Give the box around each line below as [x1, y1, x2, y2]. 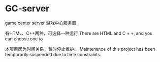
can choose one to [5, 35, 43, 42]
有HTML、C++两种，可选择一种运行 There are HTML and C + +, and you [5, 30, 153, 36]
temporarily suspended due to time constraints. [5, 51, 101, 57]
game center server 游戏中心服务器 [5, 20, 77, 26]
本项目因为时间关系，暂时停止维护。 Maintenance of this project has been [5, 46, 156, 52]
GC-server [5, 3, 50, 14]
